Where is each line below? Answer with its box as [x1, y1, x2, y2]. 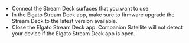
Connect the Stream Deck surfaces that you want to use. [11, 5, 151, 12]
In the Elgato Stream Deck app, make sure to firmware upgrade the [11, 11, 175, 18]
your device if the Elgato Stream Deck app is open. [11, 30, 136, 37]
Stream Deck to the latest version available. [11, 18, 118, 24]
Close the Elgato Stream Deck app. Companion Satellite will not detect [11, 24, 183, 31]
